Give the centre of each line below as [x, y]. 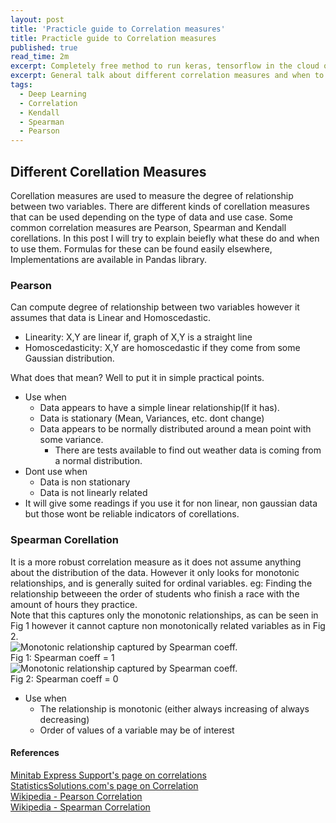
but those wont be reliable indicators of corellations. [132, 514]
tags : [21, 85]
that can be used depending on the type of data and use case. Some [152, 217]
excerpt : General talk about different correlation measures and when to [167, 76]
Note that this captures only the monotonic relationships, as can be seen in [164, 615]
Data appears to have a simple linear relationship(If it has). [159, 408]
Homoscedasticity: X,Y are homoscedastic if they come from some [162, 348]
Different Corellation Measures [108, 171]
